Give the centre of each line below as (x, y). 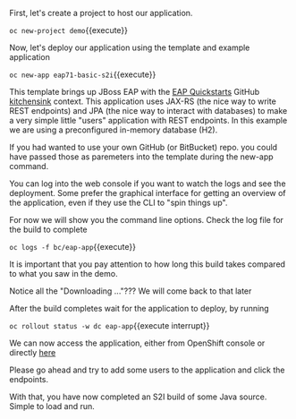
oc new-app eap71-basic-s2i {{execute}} (83, 74)
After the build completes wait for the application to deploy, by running (140, 308)
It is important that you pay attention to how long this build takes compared (148, 264)
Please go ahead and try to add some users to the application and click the (147, 370)
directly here (33, 352)
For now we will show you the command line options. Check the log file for (147, 220)
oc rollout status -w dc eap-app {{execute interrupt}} (110, 325)
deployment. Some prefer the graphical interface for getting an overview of (148, 193)
